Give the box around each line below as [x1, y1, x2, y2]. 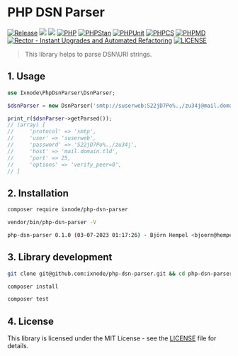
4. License [7, 315, 55, 327]
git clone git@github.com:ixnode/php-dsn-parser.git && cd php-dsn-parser [7, 270, 233, 277]
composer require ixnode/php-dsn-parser [7, 206, 129, 213]
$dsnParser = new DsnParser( [7, 102, 93, 109]
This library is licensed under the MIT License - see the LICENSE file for [7, 334, 217, 343]
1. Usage [7, 70, 46, 82]
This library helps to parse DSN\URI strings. [24, 50, 152, 58]
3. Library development [7, 251, 113, 263]
